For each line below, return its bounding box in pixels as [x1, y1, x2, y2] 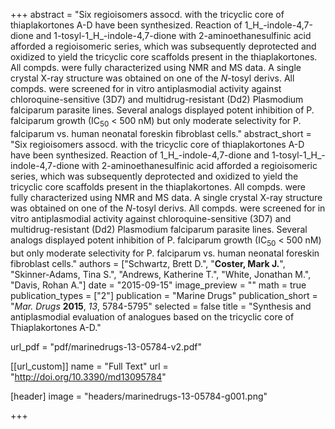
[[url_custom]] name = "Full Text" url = [10, 360, 169, 372]
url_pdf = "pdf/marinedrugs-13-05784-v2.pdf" [10, 340, 202, 353]
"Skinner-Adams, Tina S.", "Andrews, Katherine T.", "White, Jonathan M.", [10, 268, 312, 280]
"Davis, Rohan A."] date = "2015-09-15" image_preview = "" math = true [10, 279, 307, 291]
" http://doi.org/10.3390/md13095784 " [10, 370, 167, 383]
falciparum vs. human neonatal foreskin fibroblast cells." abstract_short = [10, 127, 312, 139]
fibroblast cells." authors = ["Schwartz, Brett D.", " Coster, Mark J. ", [10, 257, 286, 269]
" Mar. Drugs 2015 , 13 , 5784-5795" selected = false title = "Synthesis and [10, 300, 312, 312]
